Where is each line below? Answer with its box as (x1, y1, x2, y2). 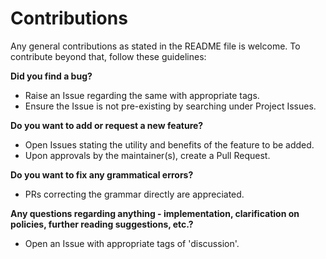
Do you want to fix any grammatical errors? (10, 168, 194, 181)
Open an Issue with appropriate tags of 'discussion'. (24, 237, 240, 249)
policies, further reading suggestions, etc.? (10, 218, 194, 230)
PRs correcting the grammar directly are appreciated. (24, 188, 245, 200)
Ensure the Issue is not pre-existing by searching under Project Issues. (24, 100, 317, 112)
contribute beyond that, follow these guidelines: (10, 50, 207, 62)
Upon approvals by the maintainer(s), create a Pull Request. (24, 149, 271, 161)
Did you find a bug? (10, 70, 93, 82)
